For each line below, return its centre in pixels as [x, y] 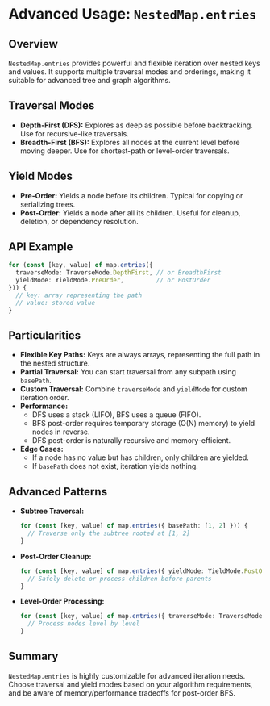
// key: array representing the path [79, 295]
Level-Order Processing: [62, 601]
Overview [33, 44]
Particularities [45, 335]
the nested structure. [55, 363]
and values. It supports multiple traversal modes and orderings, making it [130, 72]
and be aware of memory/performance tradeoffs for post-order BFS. [122, 693]
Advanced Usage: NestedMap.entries [133, 14]
